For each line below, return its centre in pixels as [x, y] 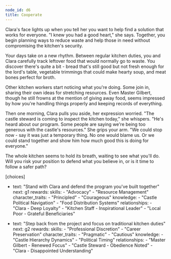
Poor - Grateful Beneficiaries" [44, 214]
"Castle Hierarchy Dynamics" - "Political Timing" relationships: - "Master [89, 240]
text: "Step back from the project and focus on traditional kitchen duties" [89, 223]
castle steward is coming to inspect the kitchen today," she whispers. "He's [84, 119]
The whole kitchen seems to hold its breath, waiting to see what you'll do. [82, 156]
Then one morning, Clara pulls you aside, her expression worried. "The [80, 113]
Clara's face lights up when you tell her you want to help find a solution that [85, 29]
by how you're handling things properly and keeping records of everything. [84, 103]
